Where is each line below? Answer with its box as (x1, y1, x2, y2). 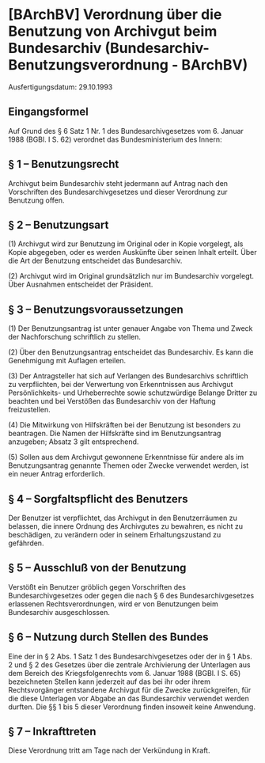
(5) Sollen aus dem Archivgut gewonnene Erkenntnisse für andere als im (8, 453, 244, 462)
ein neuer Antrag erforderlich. (8, 469, 105, 479)
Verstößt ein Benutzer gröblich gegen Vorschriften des (8, 582, 186, 591)
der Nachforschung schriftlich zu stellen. (8, 332, 141, 342)
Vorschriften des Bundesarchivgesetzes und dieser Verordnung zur (8, 187, 228, 196)
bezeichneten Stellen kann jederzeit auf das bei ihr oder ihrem (8, 677, 211, 686)
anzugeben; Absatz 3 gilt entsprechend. (8, 437, 139, 446)
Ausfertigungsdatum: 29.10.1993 (8, 82, 113, 92)
